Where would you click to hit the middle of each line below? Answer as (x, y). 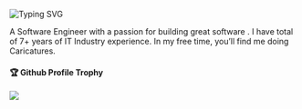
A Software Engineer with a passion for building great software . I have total (151, 31)
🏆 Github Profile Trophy (56, 72)
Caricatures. (33, 51)
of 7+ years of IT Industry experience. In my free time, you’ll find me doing (149, 41)
